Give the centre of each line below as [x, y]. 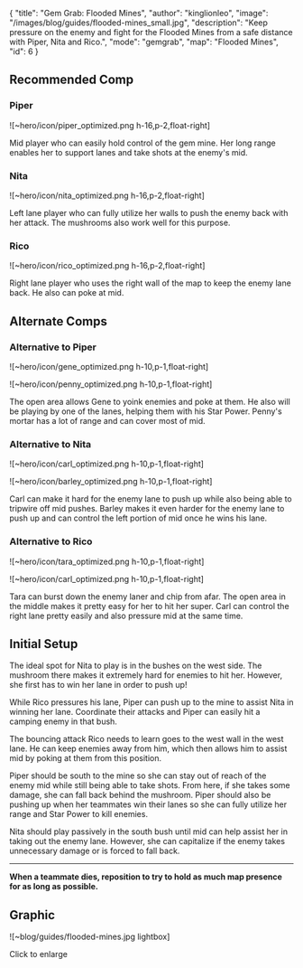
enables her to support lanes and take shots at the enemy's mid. [129, 152]
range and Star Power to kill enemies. [79, 814]
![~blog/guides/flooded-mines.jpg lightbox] [90, 937]
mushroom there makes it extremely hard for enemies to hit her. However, [146, 675]
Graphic [32, 915]
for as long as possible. [54, 887]
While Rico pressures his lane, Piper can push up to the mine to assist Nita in [151, 702]
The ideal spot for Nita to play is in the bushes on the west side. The [136, 666]
